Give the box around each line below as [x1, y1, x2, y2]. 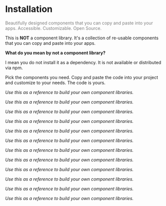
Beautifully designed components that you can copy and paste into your [5, 20, 154, 26]
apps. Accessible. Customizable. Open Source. [5, 25, 102, 31]
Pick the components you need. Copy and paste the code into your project [5, 74, 159, 80]
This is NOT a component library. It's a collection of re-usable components [5, 35, 159, 41]
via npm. [5, 65, 23, 71]
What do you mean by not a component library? [5, 50, 106, 56]
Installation [5, 3, 53, 15]
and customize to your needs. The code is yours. [5, 80, 106, 86]
